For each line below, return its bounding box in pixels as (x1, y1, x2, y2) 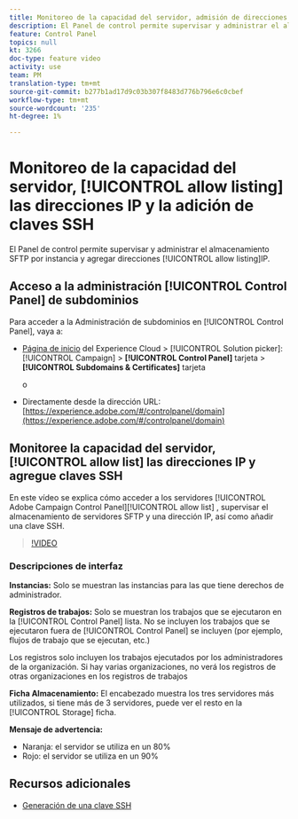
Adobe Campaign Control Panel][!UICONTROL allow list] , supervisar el (9, 501, 269, 512)
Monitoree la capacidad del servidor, (9, 441, 216, 456)
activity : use (9, 63, 62, 72)
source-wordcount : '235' (9, 104, 101, 113)
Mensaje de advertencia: (9, 724, 104, 735)
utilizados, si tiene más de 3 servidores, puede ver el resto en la (9, 697, 242, 708)
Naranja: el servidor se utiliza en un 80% (21, 741, 171, 752)
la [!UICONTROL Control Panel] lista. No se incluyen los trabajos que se (9, 616, 271, 626)
